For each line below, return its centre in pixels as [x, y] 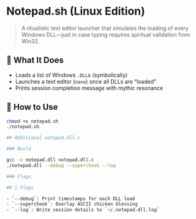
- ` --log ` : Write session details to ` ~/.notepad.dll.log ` [83, 210]
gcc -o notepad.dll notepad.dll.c [50, 160]
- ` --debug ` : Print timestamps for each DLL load [71, 199]
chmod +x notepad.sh [33, 121]
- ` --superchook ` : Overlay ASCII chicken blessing [72, 204]
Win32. [30, 41]
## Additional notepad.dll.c [43, 138]
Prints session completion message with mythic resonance [89, 88]
